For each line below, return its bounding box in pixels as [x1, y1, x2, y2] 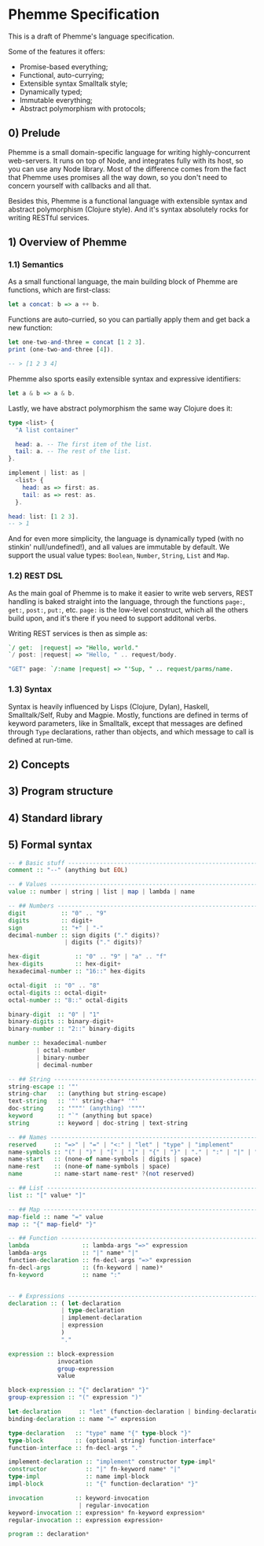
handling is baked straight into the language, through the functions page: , [8, 596, 245, 606]
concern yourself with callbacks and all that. [8, 181, 152, 190]
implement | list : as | [8, 469, 86, 477]
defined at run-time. [8, 735, 73, 745]
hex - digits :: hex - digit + [8, 960, 122, 968]
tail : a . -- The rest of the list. [15, 447, 132, 455]
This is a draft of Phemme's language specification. [8, 31, 175, 41]
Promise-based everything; [19, 61, 108, 72]
